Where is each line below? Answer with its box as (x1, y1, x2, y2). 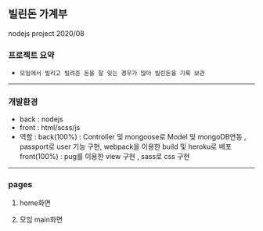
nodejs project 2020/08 (8, 28, 85, 38)
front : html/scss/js (19, 123, 81, 132)
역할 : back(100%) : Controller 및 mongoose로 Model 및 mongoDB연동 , (19, 132, 247, 142)
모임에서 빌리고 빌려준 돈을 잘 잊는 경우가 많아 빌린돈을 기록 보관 (19, 70, 205, 78)
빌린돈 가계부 (8, 7, 68, 21)
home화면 (19, 198, 51, 208)
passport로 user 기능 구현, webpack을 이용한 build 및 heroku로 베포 (19, 142, 232, 151)
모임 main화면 (19, 215, 63, 224)
